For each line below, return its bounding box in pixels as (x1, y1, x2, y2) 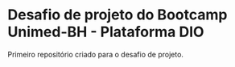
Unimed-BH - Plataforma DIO (7, 23, 204, 41)
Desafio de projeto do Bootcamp (7, 6, 228, 24)
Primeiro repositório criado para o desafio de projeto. (7, 49, 184, 59)
